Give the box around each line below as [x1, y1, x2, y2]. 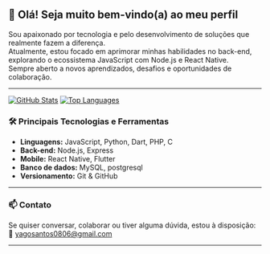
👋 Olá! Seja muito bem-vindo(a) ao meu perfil [8, 8, 239, 22]
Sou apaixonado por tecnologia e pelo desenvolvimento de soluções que [8, 29, 250, 39]
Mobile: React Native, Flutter [19, 154, 116, 164]
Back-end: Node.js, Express [19, 145, 114, 155]
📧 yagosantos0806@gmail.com [8, 229, 112, 239]
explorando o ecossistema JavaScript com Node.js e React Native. [8, 55, 229, 64]
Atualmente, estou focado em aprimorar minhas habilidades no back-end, [8, 46, 252, 56]
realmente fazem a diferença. [8, 38, 106, 47]
